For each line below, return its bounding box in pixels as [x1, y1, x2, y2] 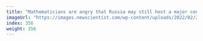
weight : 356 [6, 25, 36, 32]
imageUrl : [6, 14, 31, 20]
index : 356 [6, 20, 34, 26]
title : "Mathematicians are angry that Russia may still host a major [6, 8, 188, 15]
